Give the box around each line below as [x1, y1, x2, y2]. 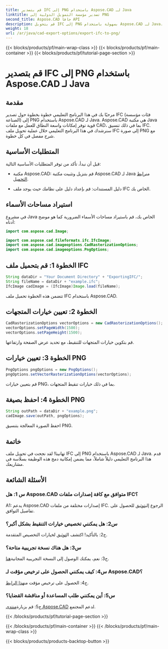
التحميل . [13, 176, 29, 182]
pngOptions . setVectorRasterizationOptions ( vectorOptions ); [6, 372, 132, 377]
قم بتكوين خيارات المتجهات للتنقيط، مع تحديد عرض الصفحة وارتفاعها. [6, 339, 134, 345]
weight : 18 [6, 26, 29, 31]
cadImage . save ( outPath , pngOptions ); [6, 414, 85, 419]
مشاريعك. [6, 461, 24, 467]
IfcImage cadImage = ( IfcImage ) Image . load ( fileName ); [6, 284, 121, 289]
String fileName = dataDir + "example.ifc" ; [6, 279, 100, 284]
